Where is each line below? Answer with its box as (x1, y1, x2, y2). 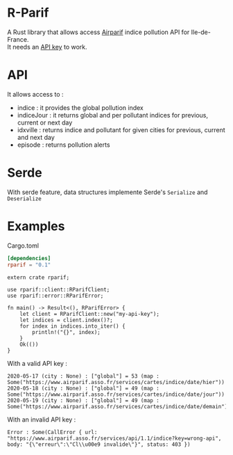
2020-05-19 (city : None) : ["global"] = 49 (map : (7, 397, 159, 404)
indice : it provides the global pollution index (17, 103, 144, 112)
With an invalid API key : (7, 415, 76, 424)
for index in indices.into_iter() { (19, 322, 126, 330)
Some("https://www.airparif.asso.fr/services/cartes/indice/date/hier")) (7, 378, 225, 385)
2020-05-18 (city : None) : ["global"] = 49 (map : (7, 385, 159, 392)
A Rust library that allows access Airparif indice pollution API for (7, 28, 190, 36)
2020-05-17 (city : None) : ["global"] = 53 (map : (7, 372, 159, 380)
